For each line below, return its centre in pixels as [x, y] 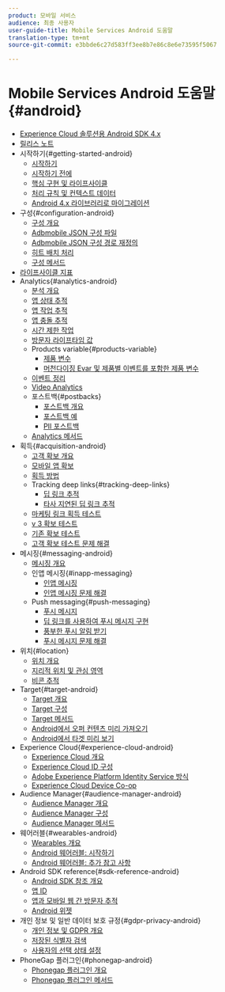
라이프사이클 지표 [46, 272]
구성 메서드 [48, 263]
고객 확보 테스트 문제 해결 [71, 544]
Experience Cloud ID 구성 [72, 767]
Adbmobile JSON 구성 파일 [74, 233]
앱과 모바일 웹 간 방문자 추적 [75, 901]
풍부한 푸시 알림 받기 [75, 631]
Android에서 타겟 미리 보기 [73, 739]
